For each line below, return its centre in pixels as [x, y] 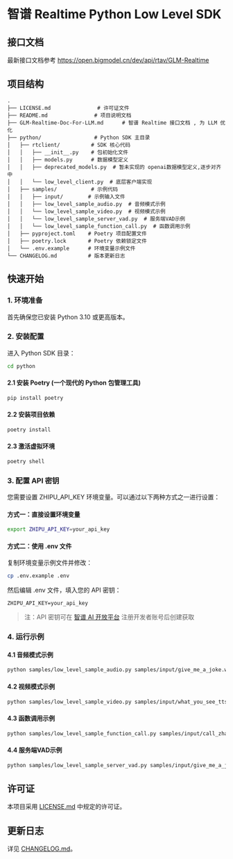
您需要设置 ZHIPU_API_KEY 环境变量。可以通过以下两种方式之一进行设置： [114, 497]
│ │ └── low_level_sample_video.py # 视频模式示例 [86, 211]
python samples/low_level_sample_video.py [69, 702]
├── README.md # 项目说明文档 [69, 115]
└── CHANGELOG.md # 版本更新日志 [66, 256]
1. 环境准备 [25, 300]
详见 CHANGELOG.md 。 [42, 849]
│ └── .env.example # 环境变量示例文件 [71, 248]
